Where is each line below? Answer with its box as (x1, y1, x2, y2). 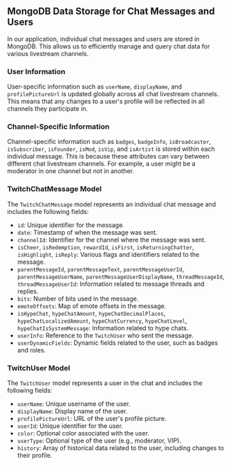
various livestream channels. (7, 49, 89, 57)
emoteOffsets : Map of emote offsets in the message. (17, 301, 167, 310)
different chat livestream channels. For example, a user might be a (7, 159, 196, 168)
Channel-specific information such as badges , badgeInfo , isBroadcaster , (7, 138, 212, 146)
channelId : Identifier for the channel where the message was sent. (17, 235, 206, 244)
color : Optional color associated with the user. (17, 429, 150, 437)
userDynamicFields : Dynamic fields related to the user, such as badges (17, 339, 219, 347)
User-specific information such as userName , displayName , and (7, 82, 182, 91)
